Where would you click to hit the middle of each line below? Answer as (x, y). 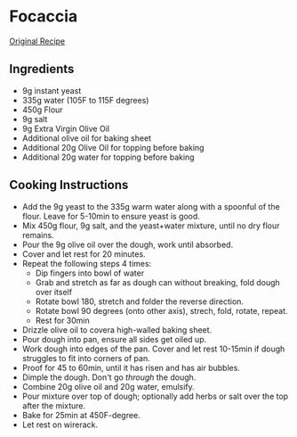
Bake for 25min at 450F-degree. (81, 415)
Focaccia (44, 16)
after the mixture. (54, 405)
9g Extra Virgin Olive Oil (65, 128)
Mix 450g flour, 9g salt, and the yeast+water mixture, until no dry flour (151, 226)
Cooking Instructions (69, 185)
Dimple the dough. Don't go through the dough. (109, 377)
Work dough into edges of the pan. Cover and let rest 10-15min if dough (153, 349)
